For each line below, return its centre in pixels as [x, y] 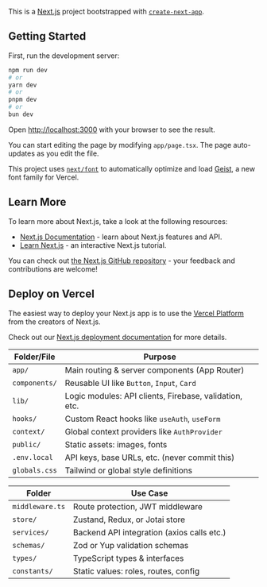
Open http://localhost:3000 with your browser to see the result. [112, 129]
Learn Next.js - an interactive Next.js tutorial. [93, 245]
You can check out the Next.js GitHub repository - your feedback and [122, 261]
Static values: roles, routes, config [136, 571]
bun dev [21, 114]
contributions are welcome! [53, 268]
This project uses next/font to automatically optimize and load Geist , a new [132, 168]
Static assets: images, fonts [116, 444]
